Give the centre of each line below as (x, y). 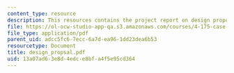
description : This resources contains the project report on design (109, 20)
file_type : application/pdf (48, 33)
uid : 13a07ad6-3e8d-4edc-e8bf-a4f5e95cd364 (71, 59)
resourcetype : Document (42, 46)
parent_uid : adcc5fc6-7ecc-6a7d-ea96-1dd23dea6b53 (82, 40)
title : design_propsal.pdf (46, 53)
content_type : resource (42, 14)
